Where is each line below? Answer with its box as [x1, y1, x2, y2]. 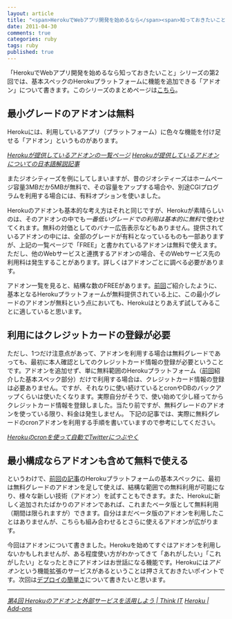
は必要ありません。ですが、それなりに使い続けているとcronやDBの [7, 383, 198, 392]
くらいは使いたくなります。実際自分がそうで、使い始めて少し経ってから [19, 392, 224, 401]
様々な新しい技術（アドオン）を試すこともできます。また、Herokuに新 [19, 492, 221, 500]
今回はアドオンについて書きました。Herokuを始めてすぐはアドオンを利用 [7, 541, 215, 549]
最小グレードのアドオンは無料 [7, 108, 135, 120]
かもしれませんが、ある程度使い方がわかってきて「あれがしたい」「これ [19, 550, 222, 558]
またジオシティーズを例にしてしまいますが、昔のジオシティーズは [7, 174, 193, 182]
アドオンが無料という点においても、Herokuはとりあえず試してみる [25, 298, 215, 307]
